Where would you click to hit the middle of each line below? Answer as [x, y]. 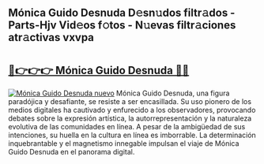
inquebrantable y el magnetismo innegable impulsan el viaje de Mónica [124, 143]
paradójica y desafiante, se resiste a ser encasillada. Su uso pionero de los [130, 101]
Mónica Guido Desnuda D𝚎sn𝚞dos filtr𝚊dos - [122, 13]
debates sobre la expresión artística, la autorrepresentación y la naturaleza [130, 118]
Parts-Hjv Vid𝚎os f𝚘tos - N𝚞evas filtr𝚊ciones [122, 26]
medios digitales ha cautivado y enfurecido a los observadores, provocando [132, 110]
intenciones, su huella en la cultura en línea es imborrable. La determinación [132, 135]
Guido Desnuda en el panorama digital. [72, 152]
